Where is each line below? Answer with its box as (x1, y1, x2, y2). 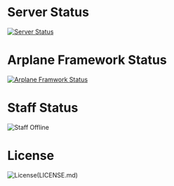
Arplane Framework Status (7, 52, 167, 68)
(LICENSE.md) (36, 171, 79, 179)
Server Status (7, 4, 90, 20)
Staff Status (7, 100, 79, 116)
